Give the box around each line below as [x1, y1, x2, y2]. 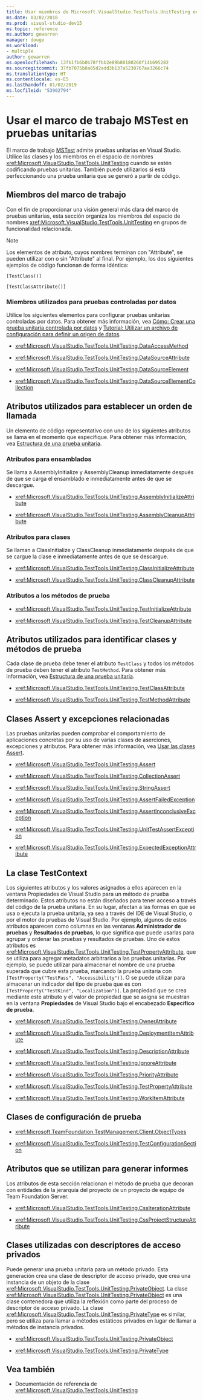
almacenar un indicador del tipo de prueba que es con [6, 980, 141, 988]
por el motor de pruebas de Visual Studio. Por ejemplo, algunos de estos [6, 916, 187, 923]
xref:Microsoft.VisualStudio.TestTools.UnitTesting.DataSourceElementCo [14, 377, 196, 385]
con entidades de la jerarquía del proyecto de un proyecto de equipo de [6, 1186, 185, 1193]
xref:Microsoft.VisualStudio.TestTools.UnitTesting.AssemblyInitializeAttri [14, 493, 195, 501]
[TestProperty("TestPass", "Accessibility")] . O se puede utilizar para [6, 974, 185, 982]
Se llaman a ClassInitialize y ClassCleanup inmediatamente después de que [6, 547, 195, 554]
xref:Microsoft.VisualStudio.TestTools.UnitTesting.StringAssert [14, 784, 170, 792]
